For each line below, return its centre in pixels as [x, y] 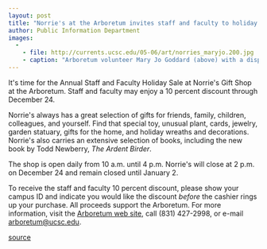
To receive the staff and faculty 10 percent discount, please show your [124, 188]
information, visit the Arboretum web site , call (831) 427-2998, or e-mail [126, 213]
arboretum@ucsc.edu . [45, 222]
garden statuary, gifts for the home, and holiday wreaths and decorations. [129, 131]
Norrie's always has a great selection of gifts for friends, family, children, [127, 115]
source [20, 237]
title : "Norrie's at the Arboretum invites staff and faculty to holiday [133, 23]
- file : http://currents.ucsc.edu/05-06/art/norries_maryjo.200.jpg [138, 53]
